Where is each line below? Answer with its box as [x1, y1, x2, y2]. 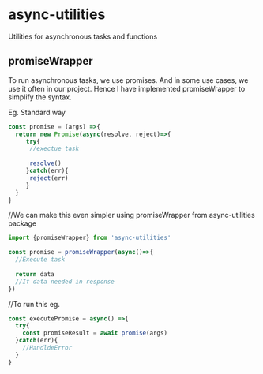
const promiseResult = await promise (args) [22, 329, 168, 337]
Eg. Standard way [8, 107, 66, 117]
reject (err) [28, 174, 69, 182]
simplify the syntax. [8, 92, 73, 102]
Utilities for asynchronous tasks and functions [8, 32, 158, 41]
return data [15, 270, 55, 278]
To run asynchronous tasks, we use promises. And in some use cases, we [8, 75, 249, 84]
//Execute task [15, 256, 66, 264]
